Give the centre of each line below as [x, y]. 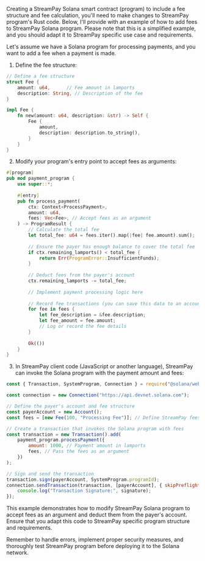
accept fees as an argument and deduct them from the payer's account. [97, 515]
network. [18, 552]
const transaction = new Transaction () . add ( [64, 434]
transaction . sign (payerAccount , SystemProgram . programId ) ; [83, 480]
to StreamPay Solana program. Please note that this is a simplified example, [101, 28]
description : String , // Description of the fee [80, 93]
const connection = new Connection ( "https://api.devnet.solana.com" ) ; [98, 395]
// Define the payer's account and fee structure [71, 406]
